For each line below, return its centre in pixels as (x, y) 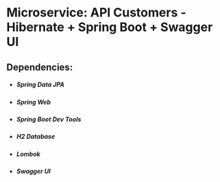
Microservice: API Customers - (96, 13)
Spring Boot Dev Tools (49, 119)
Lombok (28, 154)
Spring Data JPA (40, 84)
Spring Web (34, 102)
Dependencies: (40, 67)
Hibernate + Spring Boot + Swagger (110, 27)
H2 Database (36, 137)
